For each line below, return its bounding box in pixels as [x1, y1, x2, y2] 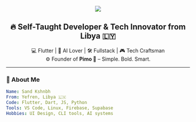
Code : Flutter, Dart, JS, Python [6, 99, 87, 105]
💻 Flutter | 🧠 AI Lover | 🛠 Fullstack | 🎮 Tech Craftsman [31, 47, 165, 54]
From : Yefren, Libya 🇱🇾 [6, 94, 66, 100]
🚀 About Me [6, 75, 40, 83]
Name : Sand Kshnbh [6, 89, 51, 95]
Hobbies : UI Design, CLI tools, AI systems [6, 110, 114, 116]
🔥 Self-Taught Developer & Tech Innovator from [10, 22, 186, 32]
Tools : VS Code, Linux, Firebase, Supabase [6, 105, 114, 111]
